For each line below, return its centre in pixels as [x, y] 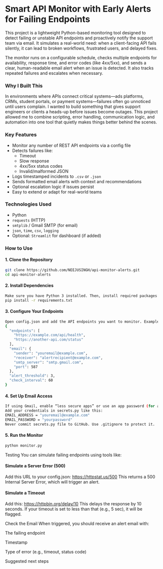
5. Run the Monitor [24, 435]
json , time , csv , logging [35, 230]
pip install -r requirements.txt [39, 300]
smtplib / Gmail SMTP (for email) [45, 225]
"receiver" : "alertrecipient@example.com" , [58, 358]
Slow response [34, 161]
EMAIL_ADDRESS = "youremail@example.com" [48, 415]
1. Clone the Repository [29, 260]
